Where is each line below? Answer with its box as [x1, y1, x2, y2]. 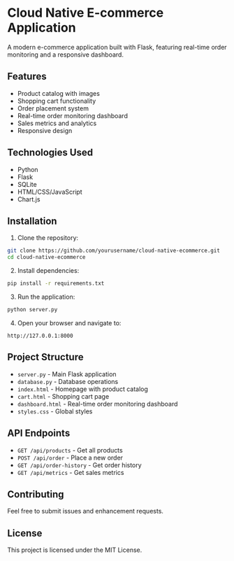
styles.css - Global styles [17, 407, 93, 416]
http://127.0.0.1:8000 [7, 332, 73, 339]
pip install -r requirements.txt [7, 280, 105, 287]
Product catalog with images [17, 89, 100, 97]
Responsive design [17, 126, 73, 134]
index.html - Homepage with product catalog [17, 385, 149, 393]
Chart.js [17, 194, 41, 204]
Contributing [7, 488, 64, 500]
